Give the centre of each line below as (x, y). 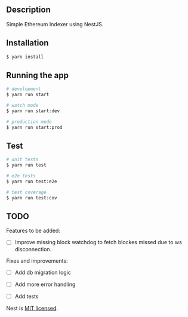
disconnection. (33, 249)
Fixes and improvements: (37, 261)
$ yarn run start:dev (33, 111)
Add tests (27, 296)
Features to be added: (33, 231)
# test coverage (26, 192)
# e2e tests (21, 176)
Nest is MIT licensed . (32, 308)
